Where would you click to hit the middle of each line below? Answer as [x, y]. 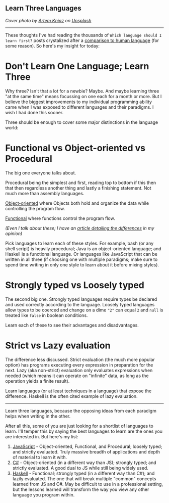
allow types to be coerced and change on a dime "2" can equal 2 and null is [84, 310]
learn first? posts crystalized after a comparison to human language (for [82, 40]
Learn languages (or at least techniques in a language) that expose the [78, 391]
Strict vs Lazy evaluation [58, 345]
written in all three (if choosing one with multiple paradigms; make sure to [81, 259]
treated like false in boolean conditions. [47, 315]
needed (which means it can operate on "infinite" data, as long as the [77, 376]
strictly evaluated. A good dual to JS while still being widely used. [80, 468]
